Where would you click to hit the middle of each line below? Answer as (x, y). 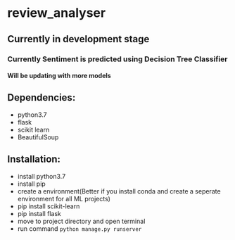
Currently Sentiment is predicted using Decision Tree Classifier (118, 59)
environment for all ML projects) (64, 198)
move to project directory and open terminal (81, 221)
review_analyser (57, 13)
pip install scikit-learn (49, 206)
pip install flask (39, 213)
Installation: (34, 159)
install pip (31, 184)
